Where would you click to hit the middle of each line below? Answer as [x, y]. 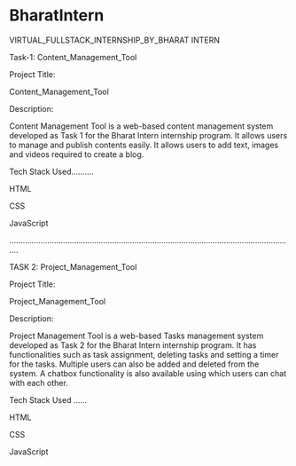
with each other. [39, 383]
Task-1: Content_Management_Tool [73, 57]
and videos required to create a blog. [77, 154]
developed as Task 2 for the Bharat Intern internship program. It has [133, 345]
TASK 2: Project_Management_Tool [73, 266]
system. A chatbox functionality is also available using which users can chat [148, 373]
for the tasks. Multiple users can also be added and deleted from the [134, 364]
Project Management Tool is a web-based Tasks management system [136, 336]
